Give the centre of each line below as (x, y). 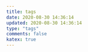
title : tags (21, 12)
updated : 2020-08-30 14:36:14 (44, 23)
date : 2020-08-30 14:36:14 (40, 17)
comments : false (27, 34)
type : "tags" (23, 28)
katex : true (21, 39)
